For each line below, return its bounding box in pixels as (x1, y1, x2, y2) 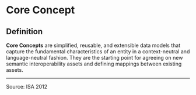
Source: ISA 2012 (6, 83, 48, 90)
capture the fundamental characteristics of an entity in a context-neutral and (6, 48, 190, 55)
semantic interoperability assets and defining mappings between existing (6, 60, 182, 67)
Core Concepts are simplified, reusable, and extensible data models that (6, 42, 181, 49)
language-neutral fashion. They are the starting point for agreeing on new (6, 54, 183, 61)
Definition (6, 27, 43, 36)
